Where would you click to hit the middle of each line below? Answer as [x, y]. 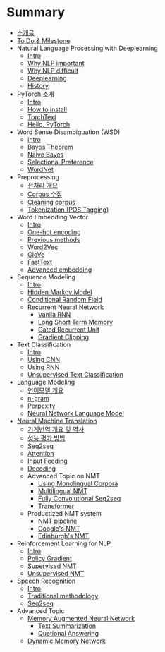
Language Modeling [46, 382]
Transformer [56, 506]
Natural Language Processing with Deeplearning [87, 48]
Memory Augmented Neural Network [81, 618]
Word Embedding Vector [53, 217]
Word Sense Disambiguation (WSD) [68, 132]
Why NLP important [56, 63]
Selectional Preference [60, 162]
